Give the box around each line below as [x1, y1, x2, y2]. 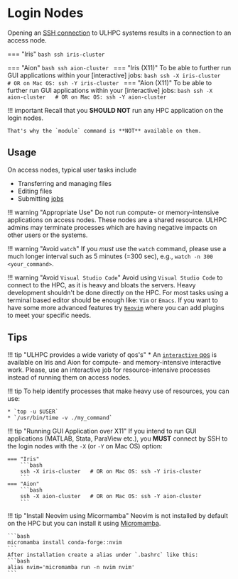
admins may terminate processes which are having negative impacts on [7, 223, 217, 231]
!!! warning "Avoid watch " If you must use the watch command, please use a [7, 244, 227, 253]
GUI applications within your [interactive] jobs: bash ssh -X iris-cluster [7, 71, 221, 79]
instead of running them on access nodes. [7, 373, 131, 381]
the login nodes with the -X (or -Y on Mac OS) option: [7, 441, 163, 450]
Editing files [17, 187, 53, 195]
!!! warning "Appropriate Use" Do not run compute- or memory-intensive [7, 208, 219, 216]
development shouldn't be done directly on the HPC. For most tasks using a [7, 288, 229, 297]
